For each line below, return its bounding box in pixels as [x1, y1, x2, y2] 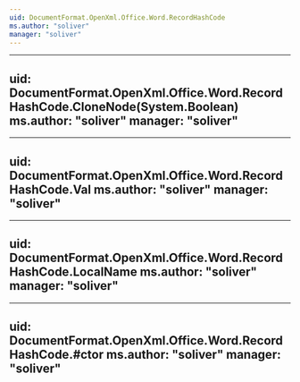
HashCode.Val [9, 182, 92, 197]
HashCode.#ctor [9, 347, 104, 362]
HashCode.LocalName [9, 265, 137, 280]
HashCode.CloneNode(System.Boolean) [9, 99, 239, 115]
